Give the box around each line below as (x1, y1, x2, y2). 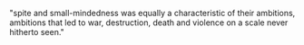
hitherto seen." (9, 27, 65, 37)
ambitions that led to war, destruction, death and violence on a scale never (9, 17, 289, 28)
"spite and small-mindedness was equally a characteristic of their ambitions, (9, 8, 296, 18)
